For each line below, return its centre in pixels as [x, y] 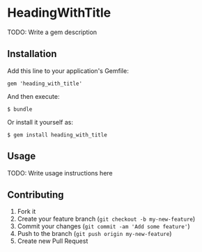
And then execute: [33, 96]
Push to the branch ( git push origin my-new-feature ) [94, 234]
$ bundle [20, 109]
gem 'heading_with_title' [45, 84]
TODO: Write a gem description [52, 32]
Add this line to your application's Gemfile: [68, 70]
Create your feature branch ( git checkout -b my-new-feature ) [106, 219]
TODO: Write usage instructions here [60, 173]
